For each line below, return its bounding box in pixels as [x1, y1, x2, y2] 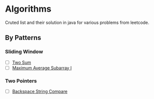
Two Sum [12, 59, 32, 65]
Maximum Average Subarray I [12, 65, 72, 71]
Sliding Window [5, 48, 43, 55]
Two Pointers [5, 77, 38, 84]
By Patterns [5, 34, 41, 42]
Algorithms [5, 3, 52, 15]
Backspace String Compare [12, 89, 68, 95]
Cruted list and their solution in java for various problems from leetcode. [5, 20, 150, 25]
